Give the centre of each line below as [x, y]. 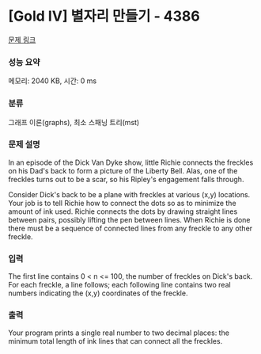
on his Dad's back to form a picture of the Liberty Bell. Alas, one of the [123, 170]
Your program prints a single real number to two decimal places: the [119, 333]
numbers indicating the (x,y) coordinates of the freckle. [98, 293]
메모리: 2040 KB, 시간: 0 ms [53, 81]
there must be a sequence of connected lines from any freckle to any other [130, 228]
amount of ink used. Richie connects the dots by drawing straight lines [123, 211]
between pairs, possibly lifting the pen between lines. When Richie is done [129, 219]
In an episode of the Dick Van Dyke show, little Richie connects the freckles [131, 162]
